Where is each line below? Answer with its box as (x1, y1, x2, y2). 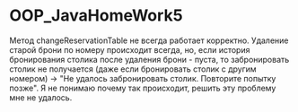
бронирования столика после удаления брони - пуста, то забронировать (9, 54, 290, 65)
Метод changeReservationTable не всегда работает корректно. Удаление (9, 35, 289, 46)
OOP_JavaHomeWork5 (9, 5, 183, 26)
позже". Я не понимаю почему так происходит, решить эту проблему (9, 82, 276, 93)
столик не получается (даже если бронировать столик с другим (9, 64, 258, 74)
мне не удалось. (9, 91, 73, 103)
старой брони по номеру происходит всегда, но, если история (9, 44, 250, 55)
